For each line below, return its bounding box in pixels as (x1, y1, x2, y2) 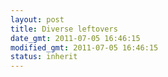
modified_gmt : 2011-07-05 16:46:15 (10, 42, 159, 53)
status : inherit (10, 52, 78, 62)
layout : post (10, 14, 65, 25)
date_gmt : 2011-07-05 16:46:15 (10, 33, 141, 43)
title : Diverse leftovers (10, 24, 118, 34)
